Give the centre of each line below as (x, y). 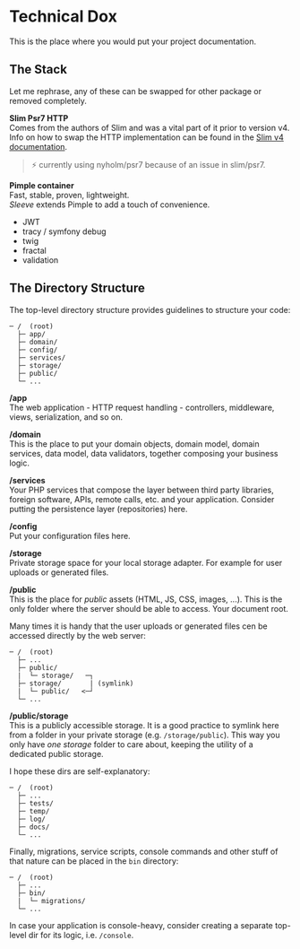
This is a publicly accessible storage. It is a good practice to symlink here (144, 725)
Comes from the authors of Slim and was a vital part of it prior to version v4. (150, 127)
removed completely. (48, 100)
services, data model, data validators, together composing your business (144, 453)
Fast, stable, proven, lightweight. (69, 195)
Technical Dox (64, 17)
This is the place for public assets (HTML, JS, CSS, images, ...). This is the (146, 599)
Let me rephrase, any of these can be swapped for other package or (136, 91)
